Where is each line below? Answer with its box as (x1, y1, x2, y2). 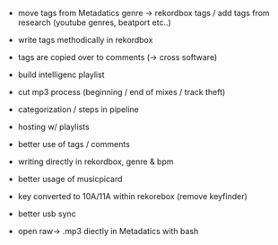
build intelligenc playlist (17, 69, 105, 80)
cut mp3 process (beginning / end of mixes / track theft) (17, 87, 226, 97)
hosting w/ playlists (17, 121, 90, 132)
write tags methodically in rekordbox (17, 35, 153, 45)
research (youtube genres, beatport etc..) (17, 17, 172, 28)
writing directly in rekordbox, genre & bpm (17, 156, 174, 167)
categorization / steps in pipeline (17, 104, 139, 115)
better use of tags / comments (17, 139, 130, 149)
